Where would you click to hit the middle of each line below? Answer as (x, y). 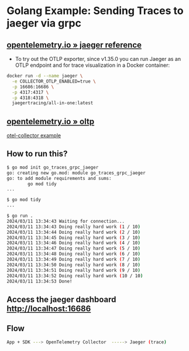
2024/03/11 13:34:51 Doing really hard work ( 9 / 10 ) (74, 270)
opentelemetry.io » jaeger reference (74, 45)
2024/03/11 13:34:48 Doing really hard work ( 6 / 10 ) (74, 254)
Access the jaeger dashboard (61, 299)
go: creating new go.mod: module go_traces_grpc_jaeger (76, 173)
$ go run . (20, 216)
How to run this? (37, 154)
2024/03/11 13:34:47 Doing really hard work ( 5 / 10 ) (74, 248)
